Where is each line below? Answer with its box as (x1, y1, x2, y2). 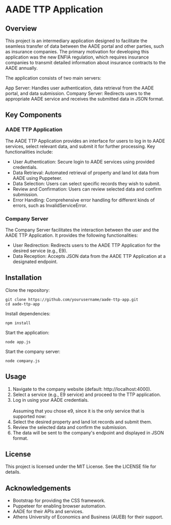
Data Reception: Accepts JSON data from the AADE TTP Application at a (12, 253, 166, 259)
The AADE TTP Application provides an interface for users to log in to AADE (5, 138, 165, 144)
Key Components (5, 110, 62, 119)
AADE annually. (5, 65, 38, 71)
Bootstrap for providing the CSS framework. (12, 497, 106, 504)
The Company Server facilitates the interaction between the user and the (5, 227, 159, 233)
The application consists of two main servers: (5, 75, 101, 81)
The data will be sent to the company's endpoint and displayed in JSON (12, 429, 164, 436)
